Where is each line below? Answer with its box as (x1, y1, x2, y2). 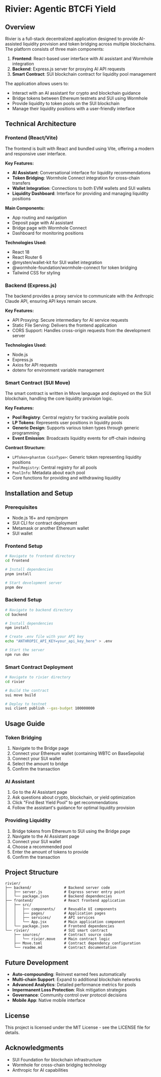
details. (5, 1030, 20, 1036)
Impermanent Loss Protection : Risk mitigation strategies (12, 987, 127, 993)
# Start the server (5, 648, 45, 653)
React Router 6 (12, 254, 42, 260)
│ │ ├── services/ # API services (5, 915, 95, 920)
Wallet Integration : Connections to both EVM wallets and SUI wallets (12, 185, 151, 191)
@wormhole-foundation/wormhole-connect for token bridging (12, 265, 138, 270)
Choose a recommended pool (12, 844, 72, 849)
